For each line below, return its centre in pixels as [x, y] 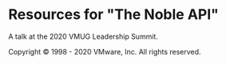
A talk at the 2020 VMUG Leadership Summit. [83, 36]
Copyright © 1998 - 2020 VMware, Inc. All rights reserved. [105, 51]
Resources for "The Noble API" [114, 15]
